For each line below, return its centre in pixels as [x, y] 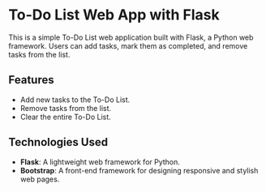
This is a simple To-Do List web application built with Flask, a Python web [131, 37]
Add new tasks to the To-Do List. [75, 100]
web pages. [40, 179]
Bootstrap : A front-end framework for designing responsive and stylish [139, 170]
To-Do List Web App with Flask [114, 15]
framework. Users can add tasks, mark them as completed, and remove [128, 45]
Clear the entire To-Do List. [65, 117]
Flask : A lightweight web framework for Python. [100, 162]
